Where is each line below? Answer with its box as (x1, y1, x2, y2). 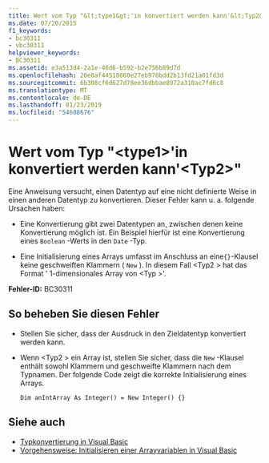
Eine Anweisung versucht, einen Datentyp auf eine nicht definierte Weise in (8, 186, 257, 196)
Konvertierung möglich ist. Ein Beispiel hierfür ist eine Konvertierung (19, 227, 246, 237)
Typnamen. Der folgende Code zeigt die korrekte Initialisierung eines (19, 369, 247, 379)
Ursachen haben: (8, 203, 66, 213)
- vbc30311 (8, 42, 45, 50)
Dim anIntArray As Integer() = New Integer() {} (19, 393, 186, 401)
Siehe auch (8, 416, 66, 429)
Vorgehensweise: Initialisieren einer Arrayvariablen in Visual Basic (19, 445, 238, 455)
